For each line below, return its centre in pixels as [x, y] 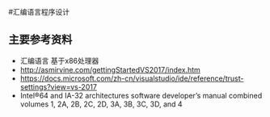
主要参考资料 [40, 40]
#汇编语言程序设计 [39, 12]
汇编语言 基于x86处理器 [59, 61]
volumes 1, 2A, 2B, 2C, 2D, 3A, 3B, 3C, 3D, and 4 [101, 104]
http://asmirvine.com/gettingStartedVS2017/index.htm [110, 69]
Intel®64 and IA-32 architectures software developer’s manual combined [141, 95]
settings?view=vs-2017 [58, 86]
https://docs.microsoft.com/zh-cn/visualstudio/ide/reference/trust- [132, 78]
